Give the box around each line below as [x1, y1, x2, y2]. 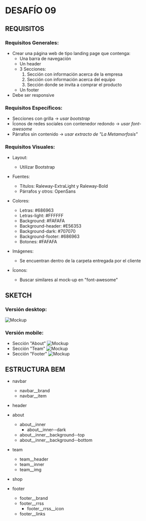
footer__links [19, 511, 46, 517]
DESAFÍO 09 [5, 5, 57, 16]
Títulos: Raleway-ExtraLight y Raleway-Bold [19, 183, 108, 189]
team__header [19, 456, 49, 462]
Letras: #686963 [19, 207, 54, 213]
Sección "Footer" [12, 351, 48, 357]
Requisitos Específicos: [5, 104, 63, 111]
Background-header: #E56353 [19, 223, 82, 229]
